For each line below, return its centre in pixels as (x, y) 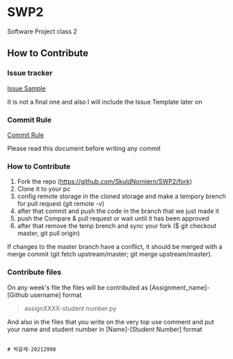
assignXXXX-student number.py (70, 308)
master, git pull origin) (48, 233)
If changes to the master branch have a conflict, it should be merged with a (115, 247)
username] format (56, 295)
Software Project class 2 (42, 31)
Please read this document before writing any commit (84, 148)
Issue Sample (27, 88)
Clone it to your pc (44, 189)
